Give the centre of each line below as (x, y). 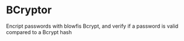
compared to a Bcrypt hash (39, 32)
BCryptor (29, 10)
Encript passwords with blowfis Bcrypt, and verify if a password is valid (92, 26)
